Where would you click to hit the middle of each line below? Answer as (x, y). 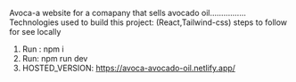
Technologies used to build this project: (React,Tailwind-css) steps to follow (148, 22)
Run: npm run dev (55, 58)
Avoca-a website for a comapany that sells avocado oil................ (128, 13)
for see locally (35, 32)
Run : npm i (43, 49)
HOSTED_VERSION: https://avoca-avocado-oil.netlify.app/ (129, 68)
